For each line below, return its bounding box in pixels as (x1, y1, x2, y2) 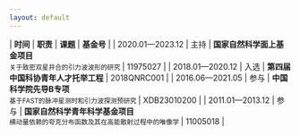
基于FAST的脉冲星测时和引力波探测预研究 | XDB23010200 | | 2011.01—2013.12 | (9, 95, 275, 105)
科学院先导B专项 (9, 83, 70, 94)
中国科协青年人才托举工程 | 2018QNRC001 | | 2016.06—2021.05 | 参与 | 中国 (9, 72, 288, 83)
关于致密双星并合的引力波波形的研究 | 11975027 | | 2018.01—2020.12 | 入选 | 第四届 (9, 61, 291, 72)
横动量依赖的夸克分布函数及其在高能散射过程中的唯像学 (9, 117, 180, 126)
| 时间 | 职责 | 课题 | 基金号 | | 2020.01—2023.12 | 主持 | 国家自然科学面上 (9, 38, 277, 49)
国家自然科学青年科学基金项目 (23, 105, 134, 116)
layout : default (9, 13, 70, 22)
